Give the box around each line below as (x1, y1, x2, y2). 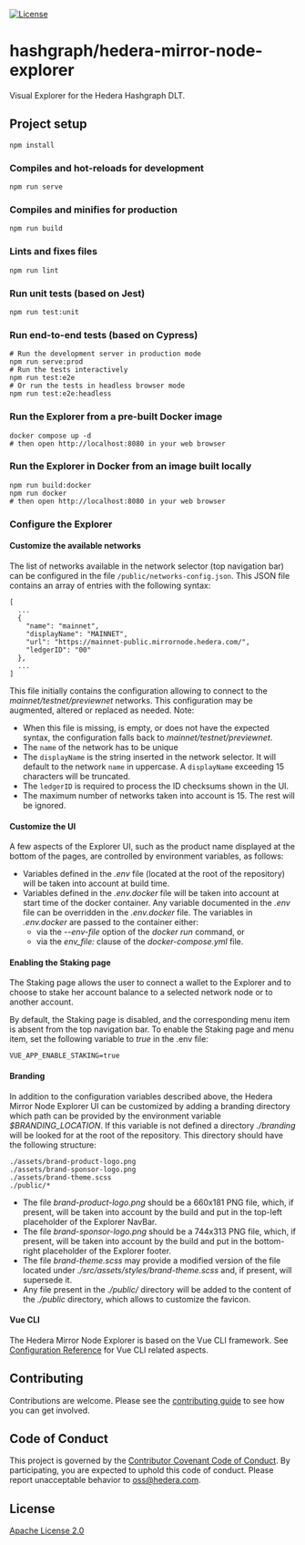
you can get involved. (9, 1405, 90, 1416)
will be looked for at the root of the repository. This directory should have (9, 1129, 284, 1140)
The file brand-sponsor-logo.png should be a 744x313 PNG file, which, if (22, 1226, 297, 1237)
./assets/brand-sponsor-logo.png (9, 1165, 137, 1174)
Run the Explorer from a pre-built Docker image (9, 410, 223, 423)
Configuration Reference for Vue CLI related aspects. (9, 1344, 209, 1355)
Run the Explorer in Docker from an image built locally (9, 460, 252, 473)
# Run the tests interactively (9, 366, 128, 375)
